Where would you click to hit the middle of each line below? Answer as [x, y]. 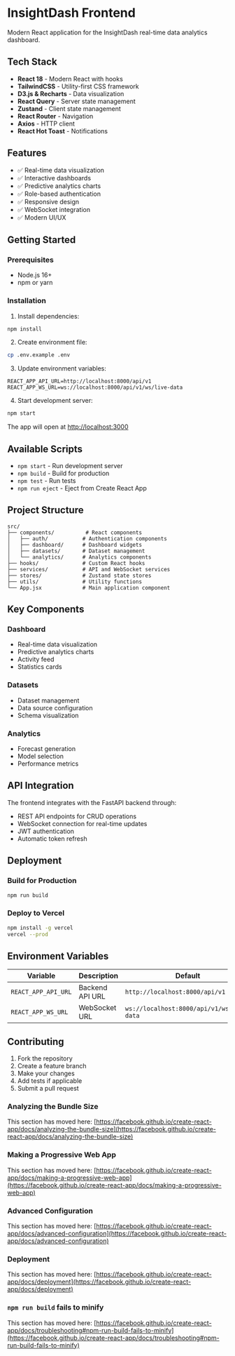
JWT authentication [46, 831]
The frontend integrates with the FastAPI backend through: [92, 802]
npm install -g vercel [40, 928]
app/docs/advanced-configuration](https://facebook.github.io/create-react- [117, 1234]
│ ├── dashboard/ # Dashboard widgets [74, 545]
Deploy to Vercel [36, 913]
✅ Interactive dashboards [54, 178]
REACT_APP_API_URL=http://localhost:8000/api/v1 [79, 381]
